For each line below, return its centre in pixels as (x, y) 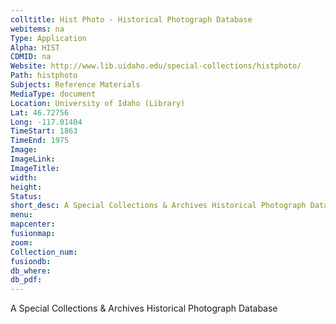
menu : (21, 215)
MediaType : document (53, 94)
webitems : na (37, 29)
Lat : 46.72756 (40, 112)
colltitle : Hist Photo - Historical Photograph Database (131, 19)
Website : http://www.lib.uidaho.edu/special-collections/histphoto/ (156, 66)
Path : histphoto (44, 76)
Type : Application (48, 38)
